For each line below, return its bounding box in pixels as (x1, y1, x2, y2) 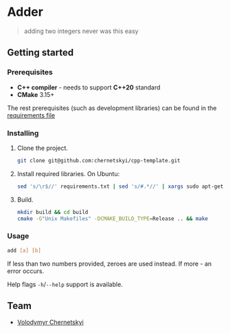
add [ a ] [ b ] (7, 247, 41, 254)
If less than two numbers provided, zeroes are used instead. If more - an (7, 259, 212, 268)
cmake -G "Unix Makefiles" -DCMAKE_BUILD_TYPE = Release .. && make (16, 215, 208, 222)
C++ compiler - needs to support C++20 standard (16, 83, 161, 92)
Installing (7, 128, 39, 138)
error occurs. (7, 266, 45, 275)
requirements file (7, 111, 56, 119)
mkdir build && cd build (16, 208, 89, 215)
